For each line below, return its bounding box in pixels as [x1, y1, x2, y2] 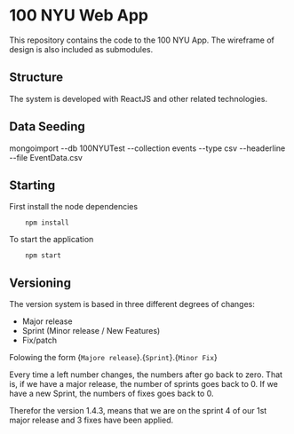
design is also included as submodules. [9, 43, 154, 54]
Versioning [9, 275, 71, 290]
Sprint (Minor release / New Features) [21, 326, 161, 336]
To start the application [9, 234, 94, 245]
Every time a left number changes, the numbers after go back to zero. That [9, 369, 282, 380]
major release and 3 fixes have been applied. [9, 414, 174, 426]
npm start [25, 251, 62, 260]
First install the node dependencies [9, 201, 139, 212]
